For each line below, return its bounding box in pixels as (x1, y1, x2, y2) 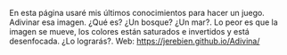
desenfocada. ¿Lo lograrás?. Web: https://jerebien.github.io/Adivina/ (9, 35, 260, 46)
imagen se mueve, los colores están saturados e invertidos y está (9, 27, 250, 36)
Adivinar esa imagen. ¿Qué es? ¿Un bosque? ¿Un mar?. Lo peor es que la (9, 17, 278, 27)
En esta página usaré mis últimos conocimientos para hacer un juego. (9, 8, 265, 18)
